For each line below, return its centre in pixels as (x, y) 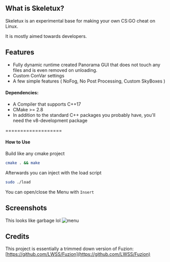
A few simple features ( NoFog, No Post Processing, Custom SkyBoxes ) (89, 81)
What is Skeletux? (35, 8)
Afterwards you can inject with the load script (53, 173)
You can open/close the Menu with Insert (50, 192)
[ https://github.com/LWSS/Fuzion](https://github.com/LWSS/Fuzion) (78, 254)
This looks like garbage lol (33, 220)
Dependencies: (22, 93)
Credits (17, 236)
